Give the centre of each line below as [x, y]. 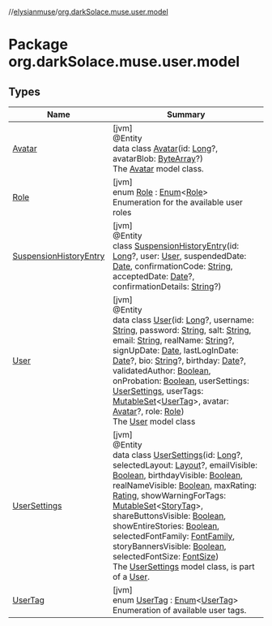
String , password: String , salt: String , [182, 330]
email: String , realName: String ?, [173, 340]
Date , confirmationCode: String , [172, 266]
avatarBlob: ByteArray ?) [158, 159]
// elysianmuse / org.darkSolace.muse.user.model [88, 12]
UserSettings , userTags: [158, 391]
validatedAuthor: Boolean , [161, 371]
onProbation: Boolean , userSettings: [181, 381]
